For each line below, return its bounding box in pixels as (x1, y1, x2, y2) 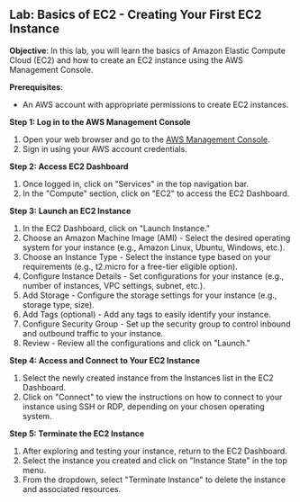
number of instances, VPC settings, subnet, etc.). (22, 280, 205, 291)
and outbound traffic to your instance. (22, 327, 164, 338)
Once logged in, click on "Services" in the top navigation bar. (22, 178, 250, 189)
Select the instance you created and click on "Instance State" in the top (22, 454, 288, 466)
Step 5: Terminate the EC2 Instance (9, 427, 145, 439)
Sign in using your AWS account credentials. (22, 143, 187, 154)
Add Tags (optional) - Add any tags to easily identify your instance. (22, 309, 272, 319)
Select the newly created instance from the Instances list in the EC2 (22, 372, 275, 383)
